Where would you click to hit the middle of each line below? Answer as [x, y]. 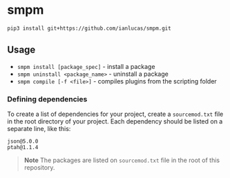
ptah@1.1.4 [23, 147]
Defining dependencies [47, 99]
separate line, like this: [39, 128]
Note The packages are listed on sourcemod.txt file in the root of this [122, 160]
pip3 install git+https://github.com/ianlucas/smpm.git [89, 28]
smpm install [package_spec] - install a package [86, 66]
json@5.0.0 [23, 141]
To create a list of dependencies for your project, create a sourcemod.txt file [115, 114]
